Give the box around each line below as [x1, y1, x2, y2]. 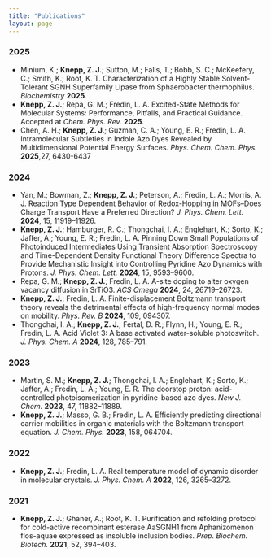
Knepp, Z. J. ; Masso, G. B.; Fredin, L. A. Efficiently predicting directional [20, 410, 262, 420]
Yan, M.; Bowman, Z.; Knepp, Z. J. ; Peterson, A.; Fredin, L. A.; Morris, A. [20, 190, 262, 200]
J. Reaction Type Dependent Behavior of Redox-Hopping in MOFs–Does [20, 198, 262, 208]
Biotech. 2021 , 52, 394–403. [20, 539, 116, 549]
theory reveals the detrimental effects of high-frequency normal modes [20, 302, 260, 312]
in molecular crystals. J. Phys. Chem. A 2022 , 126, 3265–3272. [20, 475, 232, 485]
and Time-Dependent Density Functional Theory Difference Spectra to [20, 250, 256, 260]
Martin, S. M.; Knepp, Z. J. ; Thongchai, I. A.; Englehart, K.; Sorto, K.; [20, 376, 249, 385]
